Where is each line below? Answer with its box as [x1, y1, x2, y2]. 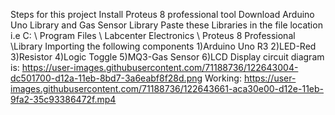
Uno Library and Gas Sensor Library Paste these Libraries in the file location [10, 19, 323, 31]
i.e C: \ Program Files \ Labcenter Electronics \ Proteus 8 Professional [10, 30, 296, 41]
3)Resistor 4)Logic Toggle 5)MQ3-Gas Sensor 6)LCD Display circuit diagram [10, 51, 325, 63]
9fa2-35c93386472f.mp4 [10, 94, 117, 105]
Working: [204, 72, 242, 84]
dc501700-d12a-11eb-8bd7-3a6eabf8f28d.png [10, 72, 203, 84]
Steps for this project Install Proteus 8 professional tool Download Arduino [10, 9, 315, 20]
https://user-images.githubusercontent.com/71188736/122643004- [21, 62, 299, 73]
